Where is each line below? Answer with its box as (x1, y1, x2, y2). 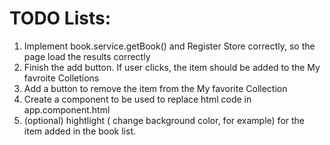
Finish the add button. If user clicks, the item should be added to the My (23, 61, 321, 73)
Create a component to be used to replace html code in (23, 93, 252, 105)
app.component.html (23, 103, 111, 116)
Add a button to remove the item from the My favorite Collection (23, 82, 288, 94)
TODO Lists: (9, 7, 111, 30)
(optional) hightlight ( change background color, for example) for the (23, 114, 306, 126)
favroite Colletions (23, 72, 100, 84)
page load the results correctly (23, 50, 151, 62)
